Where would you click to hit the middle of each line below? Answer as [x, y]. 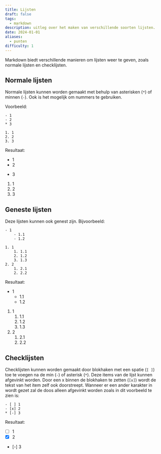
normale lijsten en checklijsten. [36, 65]
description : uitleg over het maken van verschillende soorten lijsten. [80, 28]
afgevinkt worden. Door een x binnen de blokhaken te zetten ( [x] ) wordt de [81, 380]
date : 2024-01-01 [23, 32]
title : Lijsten [20, 10]
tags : [10, 19]
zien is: [12, 395]
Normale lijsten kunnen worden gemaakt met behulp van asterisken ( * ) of [79, 92]
